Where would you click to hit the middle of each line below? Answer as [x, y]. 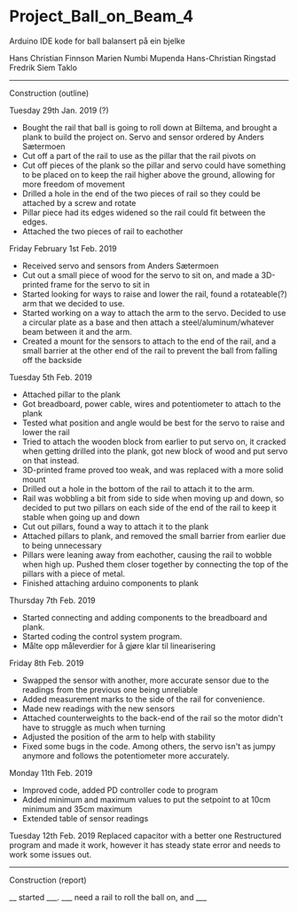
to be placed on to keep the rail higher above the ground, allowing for [149, 174]
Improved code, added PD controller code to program [120, 790]
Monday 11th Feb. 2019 [51, 772]
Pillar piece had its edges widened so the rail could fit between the [144, 212]
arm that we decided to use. [73, 303]
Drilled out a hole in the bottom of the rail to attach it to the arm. [138, 488]
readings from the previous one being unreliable [110, 689]
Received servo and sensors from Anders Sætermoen [120, 265]
